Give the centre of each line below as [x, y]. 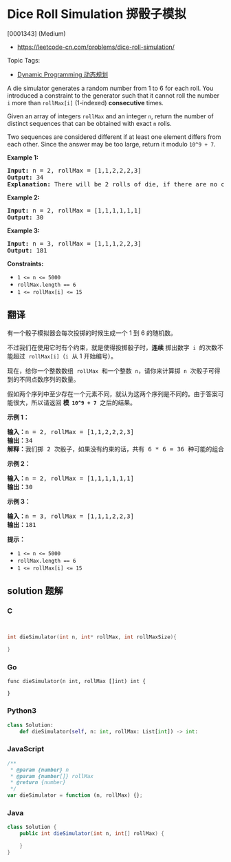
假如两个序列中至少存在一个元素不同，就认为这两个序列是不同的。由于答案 [112, 394]
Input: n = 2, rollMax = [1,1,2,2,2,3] [74, 170]
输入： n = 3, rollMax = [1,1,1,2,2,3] [70, 516]
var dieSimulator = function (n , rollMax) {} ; [75, 795]
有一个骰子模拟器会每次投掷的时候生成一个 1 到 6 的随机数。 [92, 333]
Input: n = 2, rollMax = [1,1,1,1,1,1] [74, 210]
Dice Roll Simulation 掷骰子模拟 [97, 14]
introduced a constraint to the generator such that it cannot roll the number [113, 95]
